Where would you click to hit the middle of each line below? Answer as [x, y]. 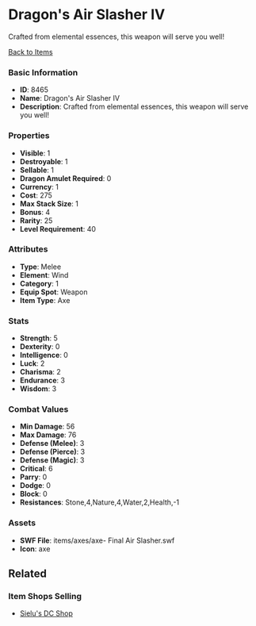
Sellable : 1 [36, 170]
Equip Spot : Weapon [53, 292]
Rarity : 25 [36, 221]
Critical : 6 [36, 469]
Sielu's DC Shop [46, 613]
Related [28, 574]
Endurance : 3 [42, 380]
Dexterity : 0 [40, 347]
